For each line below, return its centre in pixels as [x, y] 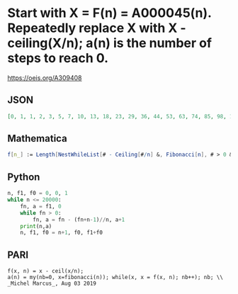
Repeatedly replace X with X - [97, 28]
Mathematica [37, 138]
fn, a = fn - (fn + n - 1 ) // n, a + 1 [79, 220]
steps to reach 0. [58, 58]
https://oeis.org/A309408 [45, 78]
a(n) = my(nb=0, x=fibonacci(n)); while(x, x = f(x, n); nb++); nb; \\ [115, 278]
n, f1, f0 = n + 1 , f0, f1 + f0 [61, 233]
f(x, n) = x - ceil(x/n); [45, 271]
